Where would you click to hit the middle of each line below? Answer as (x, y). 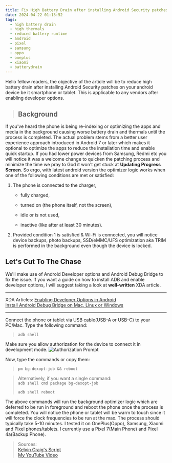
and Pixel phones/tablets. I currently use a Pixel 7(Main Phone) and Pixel (81, 429)
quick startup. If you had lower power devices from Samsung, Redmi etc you (86, 153)
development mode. (26, 349)
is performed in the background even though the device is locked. (82, 246)
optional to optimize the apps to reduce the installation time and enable (80, 148)
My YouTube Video (38, 455)
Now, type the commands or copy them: (48, 359)
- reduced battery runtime (39, 34)
